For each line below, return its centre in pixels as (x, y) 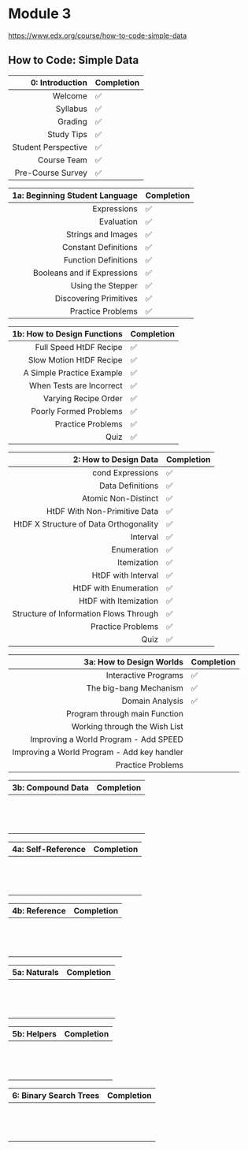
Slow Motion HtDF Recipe (76, 359)
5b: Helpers (34, 1033)
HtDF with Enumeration (116, 588)
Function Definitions (100, 259)
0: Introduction (59, 82)
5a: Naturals (35, 972)
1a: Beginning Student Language (75, 195)
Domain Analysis (152, 701)
